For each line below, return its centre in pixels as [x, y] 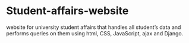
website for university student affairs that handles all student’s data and [94, 27]
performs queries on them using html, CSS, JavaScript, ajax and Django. [95, 33]
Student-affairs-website [67, 11]
